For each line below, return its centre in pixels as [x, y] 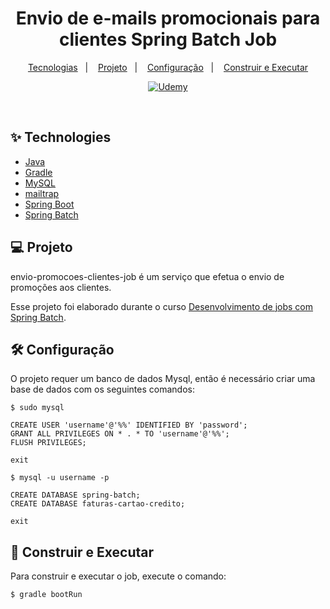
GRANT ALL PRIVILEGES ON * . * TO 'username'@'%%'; [120, 434]
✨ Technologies [61, 137]
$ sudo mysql [37, 408]
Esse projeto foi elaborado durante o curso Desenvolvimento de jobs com [162, 306]
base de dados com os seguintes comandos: [102, 389]
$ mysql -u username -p [60, 478]
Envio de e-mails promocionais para [168, 18]
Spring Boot [49, 204]
